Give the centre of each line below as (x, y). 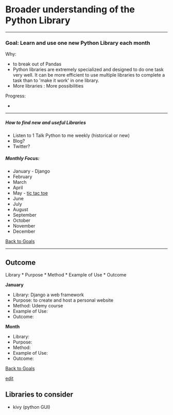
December (24, 231)
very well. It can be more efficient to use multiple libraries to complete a (89, 75)
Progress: (15, 96)
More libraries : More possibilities (48, 86)
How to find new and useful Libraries (46, 123)
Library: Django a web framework (48, 295)
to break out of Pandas (37, 64)
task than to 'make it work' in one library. (56, 80)
